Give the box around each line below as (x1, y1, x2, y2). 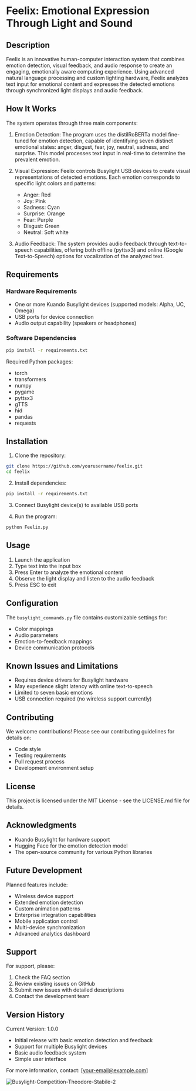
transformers (14, 375, 46, 383)
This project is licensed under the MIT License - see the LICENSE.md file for (6, 797, 190, 804)
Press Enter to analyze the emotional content (14, 569, 123, 576)
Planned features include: (6, 881, 68, 888)
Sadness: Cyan (23, 203, 60, 211)
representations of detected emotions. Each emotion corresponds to (14, 174, 181, 181)
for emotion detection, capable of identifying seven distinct (30, 137, 173, 144)
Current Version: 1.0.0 (6, 1025, 59, 1033)
